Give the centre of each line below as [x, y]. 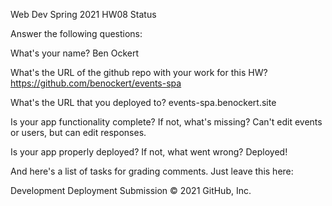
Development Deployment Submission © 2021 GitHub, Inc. [131, 190]
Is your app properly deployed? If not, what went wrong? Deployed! [149, 152]
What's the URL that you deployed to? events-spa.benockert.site [143, 102]
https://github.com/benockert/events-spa [96, 83]
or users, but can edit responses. [78, 132]
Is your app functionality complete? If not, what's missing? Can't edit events [166, 122]
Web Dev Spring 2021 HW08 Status [83, 14]
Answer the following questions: [76, 33]
